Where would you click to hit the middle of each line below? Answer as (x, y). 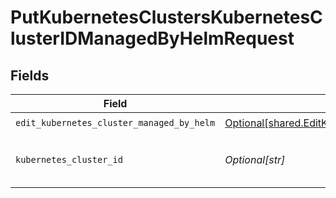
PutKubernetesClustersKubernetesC (166, 17)
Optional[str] (255, 159)
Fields (30, 75)
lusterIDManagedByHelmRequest (152, 38)
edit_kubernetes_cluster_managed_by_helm (115, 122)
